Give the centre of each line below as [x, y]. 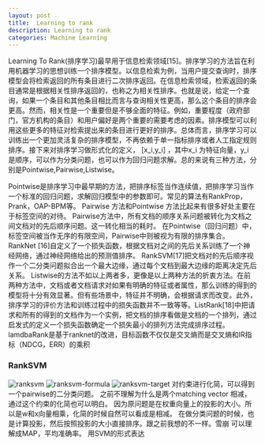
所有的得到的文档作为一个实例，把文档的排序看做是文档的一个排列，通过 [139, 315]
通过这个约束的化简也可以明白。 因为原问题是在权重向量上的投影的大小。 [127, 403]
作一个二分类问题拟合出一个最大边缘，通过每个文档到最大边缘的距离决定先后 [132, 266]
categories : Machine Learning [58, 38]
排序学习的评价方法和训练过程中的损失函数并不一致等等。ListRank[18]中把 [128, 305]
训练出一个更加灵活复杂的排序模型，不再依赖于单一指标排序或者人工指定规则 [132, 140]
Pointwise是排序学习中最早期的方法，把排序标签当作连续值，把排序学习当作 [131, 187]
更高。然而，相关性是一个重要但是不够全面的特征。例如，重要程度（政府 [125, 111]
